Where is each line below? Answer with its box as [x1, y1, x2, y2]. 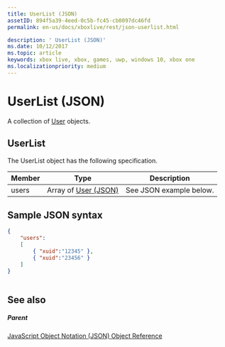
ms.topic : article [7, 50, 62, 57]
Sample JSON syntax [7, 209, 103, 221]
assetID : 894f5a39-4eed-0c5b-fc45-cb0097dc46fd [7, 17, 151, 24]
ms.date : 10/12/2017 [7, 43, 69, 50]
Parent [7, 314, 28, 322]
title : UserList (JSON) [7, 10, 78, 18]
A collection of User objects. [7, 116, 91, 125]
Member [11, 173, 40, 183]
